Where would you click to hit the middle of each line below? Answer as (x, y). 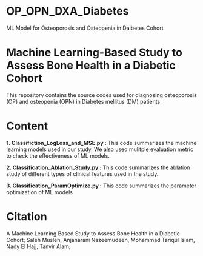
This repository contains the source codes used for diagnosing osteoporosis (101, 95)
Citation (27, 217)
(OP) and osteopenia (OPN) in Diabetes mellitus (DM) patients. (84, 101)
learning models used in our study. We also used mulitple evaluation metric (100, 149)
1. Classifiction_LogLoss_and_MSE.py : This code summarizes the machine (101, 143)
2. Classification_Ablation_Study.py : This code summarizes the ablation (98, 167)
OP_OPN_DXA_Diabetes (68, 11)
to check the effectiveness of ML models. (58, 155)
